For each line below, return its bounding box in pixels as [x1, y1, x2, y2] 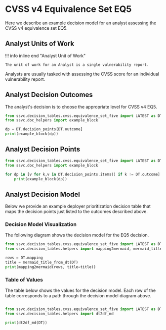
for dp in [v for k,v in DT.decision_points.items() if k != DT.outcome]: [5, 172, 163, 177]
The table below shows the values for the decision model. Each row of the [5, 287, 156, 293]
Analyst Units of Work [5, 40, 75, 48]
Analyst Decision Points [5, 145, 81, 154]
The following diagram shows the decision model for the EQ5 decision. [5, 232, 149, 238]
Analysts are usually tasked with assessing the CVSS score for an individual [5, 71, 160, 77]
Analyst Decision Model [5, 190, 80, 199]
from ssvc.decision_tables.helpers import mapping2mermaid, [5, 246, 132, 251]
